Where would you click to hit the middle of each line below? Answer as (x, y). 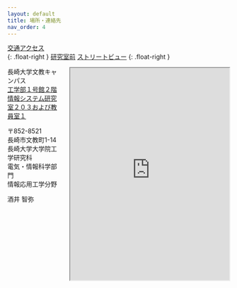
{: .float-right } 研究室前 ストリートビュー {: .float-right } (89, 57)
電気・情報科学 (29, 166)
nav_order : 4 (27, 27)
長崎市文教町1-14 (32, 140)
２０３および (32, 108)
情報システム (26, 98)
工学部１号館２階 (32, 90)
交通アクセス (26, 48)
